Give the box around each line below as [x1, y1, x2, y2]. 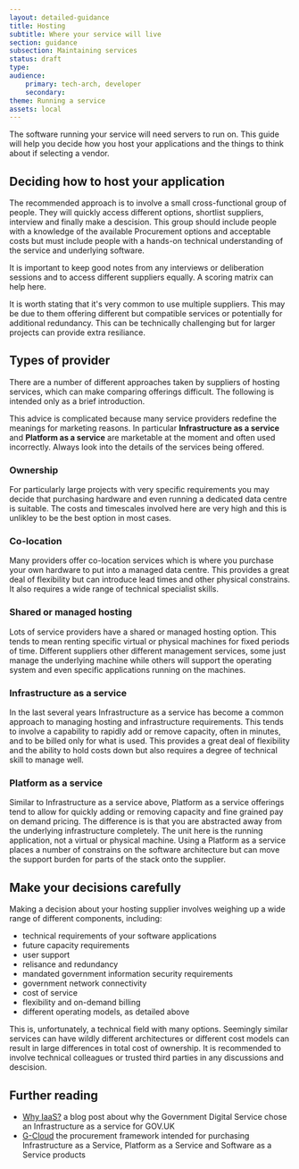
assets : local [9, 105, 62, 114]
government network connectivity [21, 978, 147, 988]
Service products [21, 1149, 87, 1160]
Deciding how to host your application [9, 173, 226, 189]
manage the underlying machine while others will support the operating [9, 654, 272, 666]
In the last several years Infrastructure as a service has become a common [9, 707, 284, 718]
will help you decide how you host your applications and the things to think [9, 139, 284, 149]
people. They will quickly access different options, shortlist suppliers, [9, 207, 264, 218]
